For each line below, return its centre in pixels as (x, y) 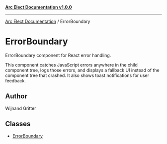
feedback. (15, 80)
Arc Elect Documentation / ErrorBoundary (48, 21)
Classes (18, 124)
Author (16, 96)
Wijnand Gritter (21, 108)
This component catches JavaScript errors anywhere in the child (71, 65)
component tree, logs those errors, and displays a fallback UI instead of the (83, 70)
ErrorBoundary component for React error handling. (58, 55)
